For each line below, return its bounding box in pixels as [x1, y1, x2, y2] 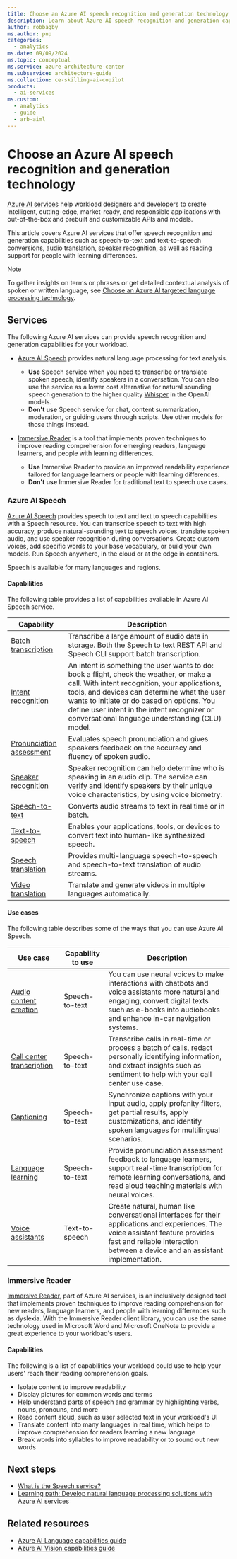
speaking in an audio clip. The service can [68, 772, 208, 782]
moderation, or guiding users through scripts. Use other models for [28, 413, 224, 421]
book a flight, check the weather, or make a [68, 669, 212, 679]
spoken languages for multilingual [108, 1125, 221, 1135]
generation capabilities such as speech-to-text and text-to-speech [7, 236, 202, 244]
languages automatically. [68, 889, 151, 898]
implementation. [108, 1255, 162, 1264]
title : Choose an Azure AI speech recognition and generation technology [7, 10, 229, 18]
